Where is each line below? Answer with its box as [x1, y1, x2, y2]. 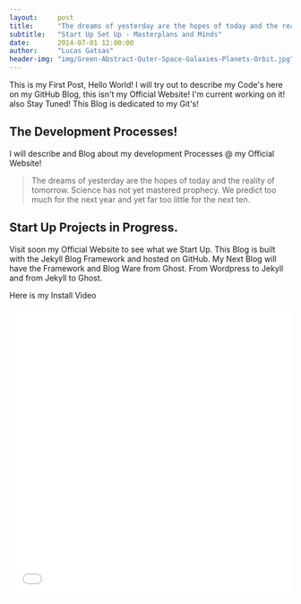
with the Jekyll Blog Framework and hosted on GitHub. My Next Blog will [9, 253, 277, 264]
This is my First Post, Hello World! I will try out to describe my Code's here [9, 80, 284, 90]
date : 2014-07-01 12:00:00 [9, 38, 134, 47]
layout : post [9, 13, 74, 22]
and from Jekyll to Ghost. [9, 272, 103, 283]
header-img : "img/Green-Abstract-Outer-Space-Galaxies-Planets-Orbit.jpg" [9, 55, 295, 64]
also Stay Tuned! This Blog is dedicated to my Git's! [9, 99, 200, 108]
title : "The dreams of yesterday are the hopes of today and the [9, 22, 279, 30]
